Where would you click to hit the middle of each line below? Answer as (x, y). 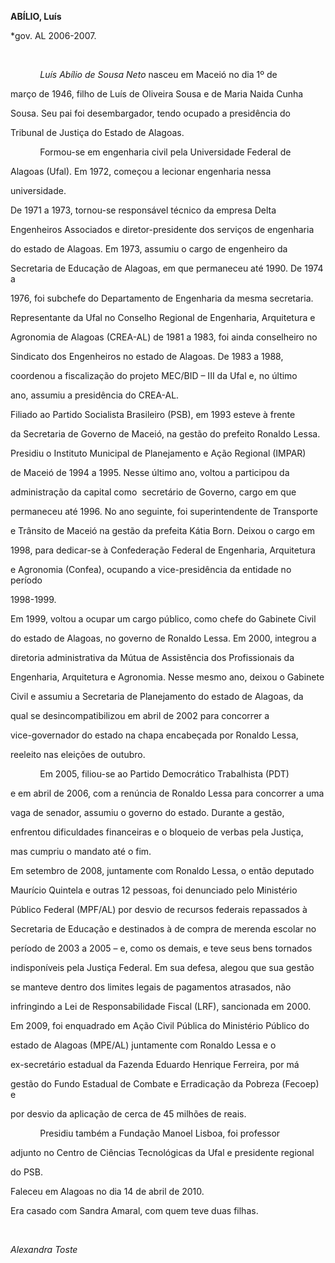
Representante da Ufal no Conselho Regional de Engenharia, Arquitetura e (163, 317)
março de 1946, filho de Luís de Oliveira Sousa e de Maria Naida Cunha (157, 94)
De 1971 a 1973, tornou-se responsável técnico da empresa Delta (143, 210)
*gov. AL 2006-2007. (53, 35)
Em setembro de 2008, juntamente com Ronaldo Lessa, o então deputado (162, 870)
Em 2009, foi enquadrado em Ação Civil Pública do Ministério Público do (160, 1025)
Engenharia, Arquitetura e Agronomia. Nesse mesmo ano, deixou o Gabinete (167, 677)
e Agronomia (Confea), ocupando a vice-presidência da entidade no (151, 569)
